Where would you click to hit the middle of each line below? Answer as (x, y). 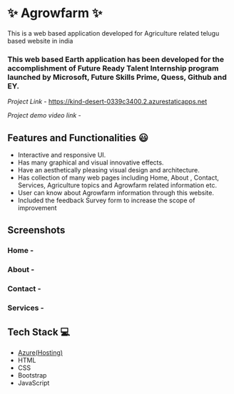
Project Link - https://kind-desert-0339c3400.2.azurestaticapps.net (107, 102)
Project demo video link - (45, 115)
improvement (37, 208)
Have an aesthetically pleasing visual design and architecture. (108, 170)
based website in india (40, 41)
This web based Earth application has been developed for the (116, 59)
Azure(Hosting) (40, 352)
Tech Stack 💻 (39, 332)
